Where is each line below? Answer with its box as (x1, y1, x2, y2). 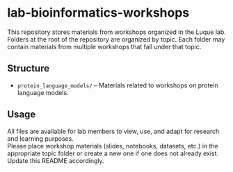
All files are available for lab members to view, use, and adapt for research (7, 127, 220, 135)
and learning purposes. (7, 134, 74, 143)
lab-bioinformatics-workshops (7, 5, 190, 21)
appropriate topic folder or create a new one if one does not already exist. (7, 149, 219, 157)
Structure (7, 62, 50, 74)
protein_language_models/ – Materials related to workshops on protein (17, 81, 218, 89)
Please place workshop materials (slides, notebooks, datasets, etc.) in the (7, 141, 219, 150)
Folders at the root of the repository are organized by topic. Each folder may (7, 35, 225, 43)
